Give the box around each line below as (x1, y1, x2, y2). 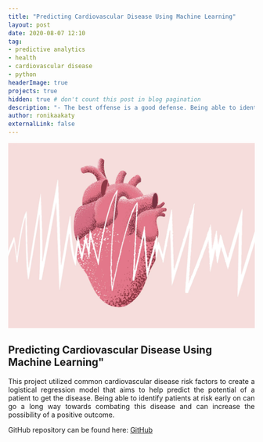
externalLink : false (8, 120, 76, 129)
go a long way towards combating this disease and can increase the (8, 401, 255, 411)
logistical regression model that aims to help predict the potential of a (8, 385, 255, 394)
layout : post (8, 20, 51, 29)
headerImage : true (8, 78, 68, 86)
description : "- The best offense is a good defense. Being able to (8, 103, 236, 111)
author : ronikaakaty (8, 112, 76, 120)
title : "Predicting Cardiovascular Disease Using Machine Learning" (8, 13, 236, 20)
